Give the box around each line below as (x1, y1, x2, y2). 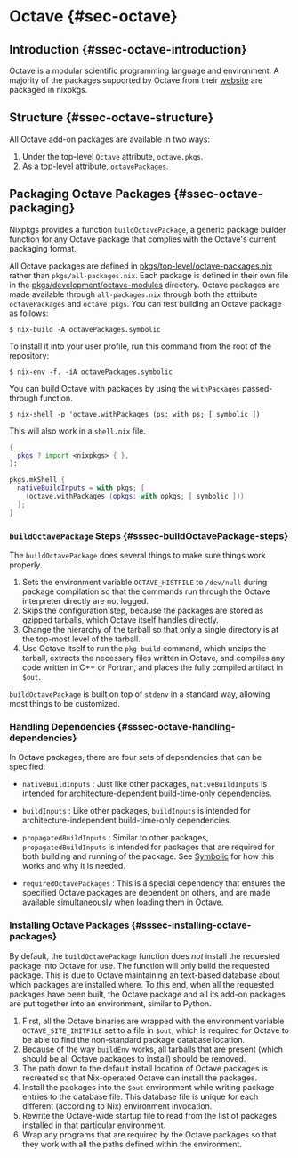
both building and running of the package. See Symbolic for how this (21, 851, 275, 862)
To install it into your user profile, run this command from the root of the (9, 341, 272, 352)
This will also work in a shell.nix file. (9, 426, 147, 436)
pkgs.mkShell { (9, 476, 66, 484)
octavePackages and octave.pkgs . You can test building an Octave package (9, 298, 282, 309)
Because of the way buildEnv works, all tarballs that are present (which (21, 1044, 283, 1055)
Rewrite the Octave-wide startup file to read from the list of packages (21, 1110, 278, 1121)
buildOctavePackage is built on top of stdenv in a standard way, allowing (9, 689, 270, 699)
